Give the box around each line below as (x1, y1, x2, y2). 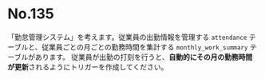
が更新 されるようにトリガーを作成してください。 (7, 61, 168, 72)
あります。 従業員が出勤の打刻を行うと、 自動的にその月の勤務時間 (34, 52, 253, 61)
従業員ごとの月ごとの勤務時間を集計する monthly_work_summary (42, 41, 248, 52)
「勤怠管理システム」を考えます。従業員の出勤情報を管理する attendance (7, 32, 247, 41)
